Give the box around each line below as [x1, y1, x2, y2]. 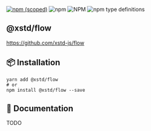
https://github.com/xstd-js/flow [6, 39, 85, 46]
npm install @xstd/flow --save [6, 87, 86, 93]
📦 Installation [6, 57, 61, 68]
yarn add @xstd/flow [6, 76, 59, 83]
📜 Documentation [6, 103, 74, 114]
